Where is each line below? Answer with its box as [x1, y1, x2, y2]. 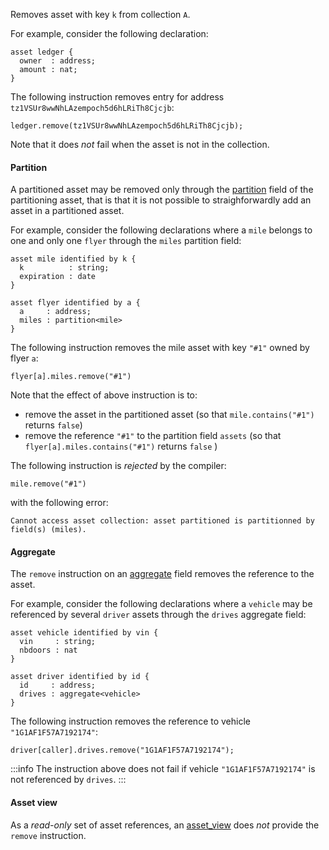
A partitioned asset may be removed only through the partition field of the [10, 184, 314, 196]
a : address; [19, 307, 92, 317]
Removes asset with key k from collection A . [10, 9, 191, 20]
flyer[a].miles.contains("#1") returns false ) [24, 440, 218, 453]
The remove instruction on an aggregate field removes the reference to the [10, 568, 315, 580]
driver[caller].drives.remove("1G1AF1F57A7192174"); [10, 745, 235, 756]
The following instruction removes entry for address [10, 91, 225, 103]
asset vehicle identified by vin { [10, 628, 159, 638]
